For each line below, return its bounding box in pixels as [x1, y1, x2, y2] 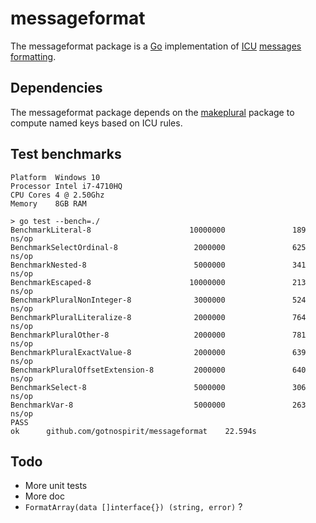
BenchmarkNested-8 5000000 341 [10, 260, 307, 270]
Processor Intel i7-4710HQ [10, 181, 123, 191]
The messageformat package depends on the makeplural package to [10, 106, 295, 118]
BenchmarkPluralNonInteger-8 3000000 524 [10, 295, 307, 305]
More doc [24, 490, 65, 502]
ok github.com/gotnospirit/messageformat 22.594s [10, 426, 257, 436]
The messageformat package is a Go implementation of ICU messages [10, 40, 302, 52]
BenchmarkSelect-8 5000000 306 [10, 382, 307, 392]
